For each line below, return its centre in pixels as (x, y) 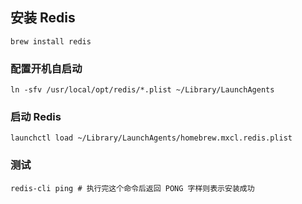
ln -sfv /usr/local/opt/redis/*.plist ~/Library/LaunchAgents (142, 90)
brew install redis (51, 41)
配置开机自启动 (46, 68)
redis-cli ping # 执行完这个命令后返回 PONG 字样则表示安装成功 (132, 188)
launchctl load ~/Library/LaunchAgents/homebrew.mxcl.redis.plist (151, 138)
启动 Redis (36, 117)
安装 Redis (43, 18)
